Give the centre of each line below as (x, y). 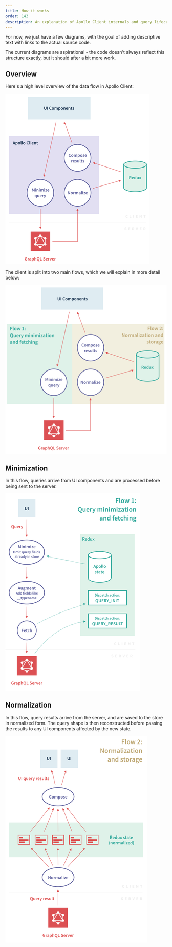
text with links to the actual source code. (48, 42)
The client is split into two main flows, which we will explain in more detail (83, 272)
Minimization (27, 468)
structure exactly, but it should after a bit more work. (61, 58)
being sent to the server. (31, 486)
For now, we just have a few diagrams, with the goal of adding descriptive (83, 37)
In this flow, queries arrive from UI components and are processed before (83, 480)
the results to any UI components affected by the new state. (68, 728)
